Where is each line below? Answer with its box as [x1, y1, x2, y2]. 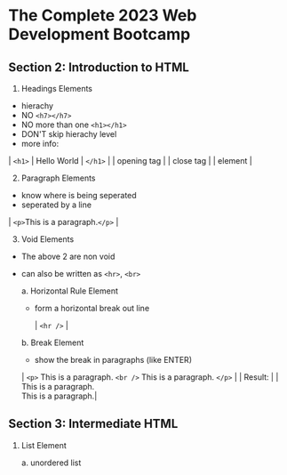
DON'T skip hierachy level [20, 129, 117, 139]
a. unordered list [20, 457, 82, 468]
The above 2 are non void [20, 251, 116, 262]
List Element [20, 439, 68, 450]
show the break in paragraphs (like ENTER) [34, 355, 193, 365]
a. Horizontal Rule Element [20, 286, 119, 296]
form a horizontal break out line [34, 303, 150, 313]
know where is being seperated [20, 190, 137, 200]
